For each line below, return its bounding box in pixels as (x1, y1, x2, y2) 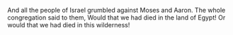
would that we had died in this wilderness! (7, 21, 130, 29)
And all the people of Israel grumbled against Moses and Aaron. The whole (7, 6, 226, 14)
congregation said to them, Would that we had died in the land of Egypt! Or (7, 13, 226, 22)
